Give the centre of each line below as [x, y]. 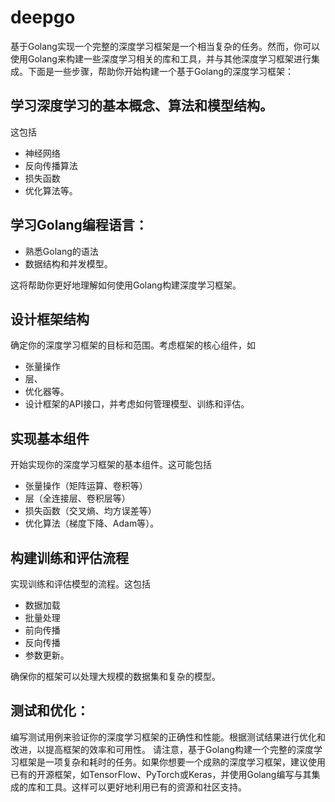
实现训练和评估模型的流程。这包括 [80, 584]
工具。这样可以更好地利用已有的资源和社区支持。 [145, 787]
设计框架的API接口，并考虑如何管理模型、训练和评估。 [137, 404]
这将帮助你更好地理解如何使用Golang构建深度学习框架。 [126, 285]
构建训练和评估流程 [69, 557]
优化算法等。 [51, 190]
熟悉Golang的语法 [61, 251]
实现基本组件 [50, 438]
